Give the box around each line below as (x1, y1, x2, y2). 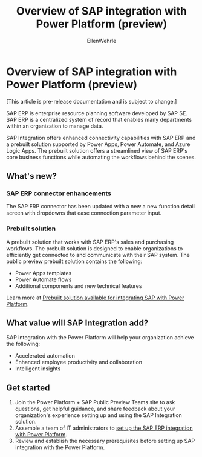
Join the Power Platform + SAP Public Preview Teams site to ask (15, 399, 175, 406)
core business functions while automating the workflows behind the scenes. (6, 153, 197, 161)
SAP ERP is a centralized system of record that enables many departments (6, 116, 192, 123)
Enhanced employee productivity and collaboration (15, 359, 143, 366)
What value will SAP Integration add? (6, 318, 149, 329)
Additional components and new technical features (15, 282, 142, 289)
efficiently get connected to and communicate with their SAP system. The (6, 251, 191, 258)
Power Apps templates (15, 269, 72, 276)
